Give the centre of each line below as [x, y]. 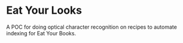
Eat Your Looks [44, 10]
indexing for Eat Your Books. [41, 33]
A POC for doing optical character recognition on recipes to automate [92, 27]
